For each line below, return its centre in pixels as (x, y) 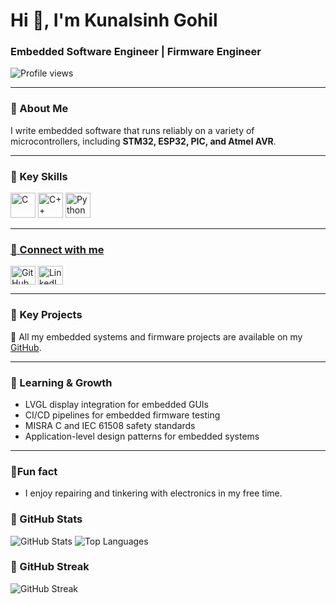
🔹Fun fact (34, 471)
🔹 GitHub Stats (46, 519)
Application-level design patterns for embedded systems (142, 436)
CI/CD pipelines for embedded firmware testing (122, 415)
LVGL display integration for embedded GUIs (116, 404)
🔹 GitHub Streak (50, 567)
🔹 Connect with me (57, 249)
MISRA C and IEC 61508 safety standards (110, 425)
